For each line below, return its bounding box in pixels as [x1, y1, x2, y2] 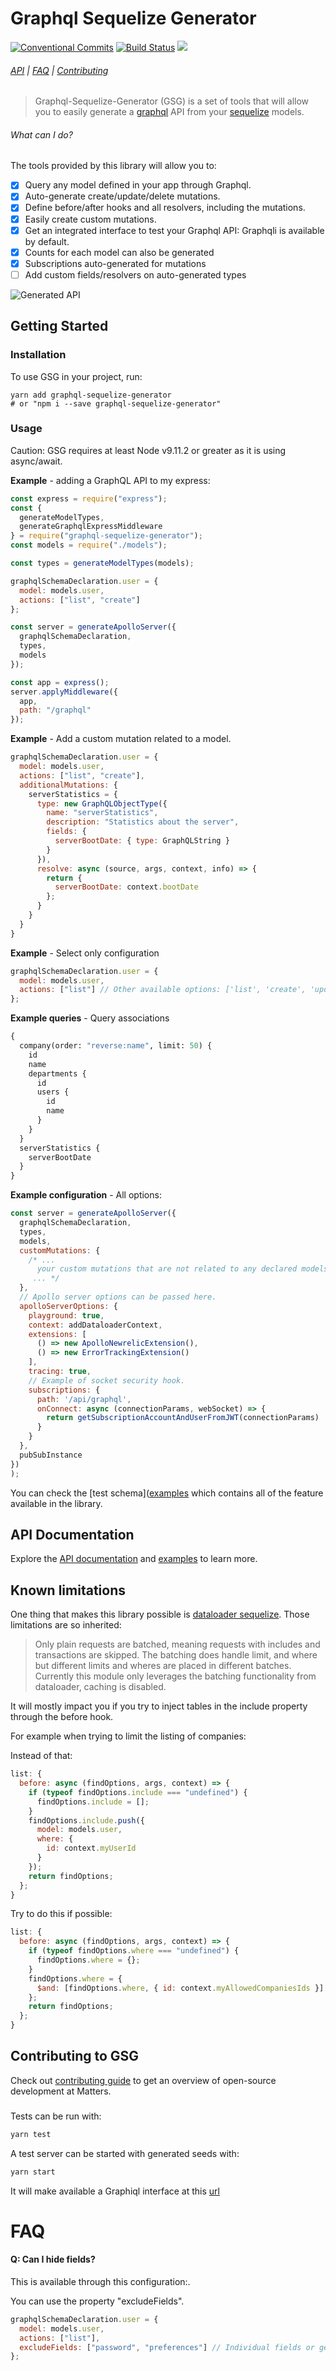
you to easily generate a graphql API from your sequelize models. [34, 106, 305, 118]
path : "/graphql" [19, 705, 92, 716]
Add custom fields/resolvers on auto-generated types [24, 268, 247, 281]
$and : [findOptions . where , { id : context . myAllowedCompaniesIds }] [36, 1983, 325, 1993]
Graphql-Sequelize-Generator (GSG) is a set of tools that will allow [34, 95, 310, 107]
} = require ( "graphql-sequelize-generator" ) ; [10, 531, 203, 541]
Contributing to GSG [10, 2048, 140, 2065]
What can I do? [10, 128, 73, 141]
